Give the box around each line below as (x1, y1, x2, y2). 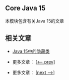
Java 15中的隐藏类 (12, 48, 50, 54)
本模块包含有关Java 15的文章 (5, 17, 65, 24)
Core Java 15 (5, 4, 46, 12)
